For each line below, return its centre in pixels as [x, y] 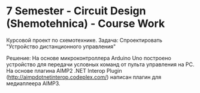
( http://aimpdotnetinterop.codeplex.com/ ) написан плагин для [84, 77]
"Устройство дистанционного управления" [61, 46]
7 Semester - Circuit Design [76, 11]
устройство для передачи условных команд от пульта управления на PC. [100, 64]
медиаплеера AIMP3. [34, 83]
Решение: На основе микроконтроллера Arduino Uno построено [89, 58]
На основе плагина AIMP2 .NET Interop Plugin [64, 70]
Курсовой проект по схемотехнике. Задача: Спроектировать [84, 40]
